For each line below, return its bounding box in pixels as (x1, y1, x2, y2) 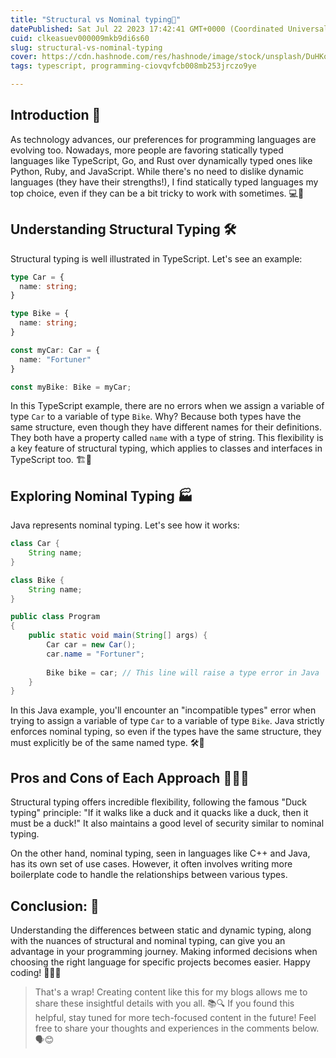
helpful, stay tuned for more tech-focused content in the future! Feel (34, 1011, 317, 1023)
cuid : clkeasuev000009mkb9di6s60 (10, 33, 150, 43)
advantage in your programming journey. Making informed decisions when (10, 945, 318, 957)
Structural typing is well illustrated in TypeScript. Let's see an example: (10, 252, 303, 265)
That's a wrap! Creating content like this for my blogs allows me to (34, 986, 308, 998)
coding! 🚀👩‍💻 (10, 966, 62, 978)
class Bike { (10, 575, 65, 585)
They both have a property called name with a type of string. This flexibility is (10, 432, 324, 444)
